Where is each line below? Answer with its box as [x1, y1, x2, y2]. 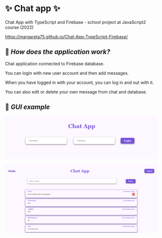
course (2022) [5, 24, 34, 30]
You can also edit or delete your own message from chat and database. [5, 89, 147, 95]
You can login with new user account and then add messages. [5, 70, 129, 76]
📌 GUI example [5, 103, 50, 111]
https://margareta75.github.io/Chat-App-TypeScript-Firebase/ [5, 33, 128, 39]
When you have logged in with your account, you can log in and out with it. [5, 79, 154, 85]
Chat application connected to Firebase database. [5, 61, 105, 66]
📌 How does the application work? [5, 48, 110, 56]
